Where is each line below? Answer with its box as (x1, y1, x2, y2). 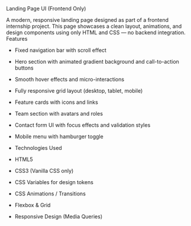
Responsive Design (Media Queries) (14, 213, 102, 220)
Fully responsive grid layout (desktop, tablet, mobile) (14, 87, 143, 94)
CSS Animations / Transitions (14, 190, 86, 197)
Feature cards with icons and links (14, 99, 99, 106)
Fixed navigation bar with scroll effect (14, 47, 106, 54)
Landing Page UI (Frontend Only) (6, 5, 86, 12)
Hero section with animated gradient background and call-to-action (14, 58, 179, 65)
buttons (14, 64, 34, 71)
